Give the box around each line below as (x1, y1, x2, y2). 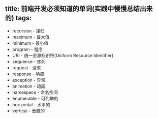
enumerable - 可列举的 (12, 95, 59, 101)
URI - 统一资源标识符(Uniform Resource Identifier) (12, 52, 114, 58)
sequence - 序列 (12, 59, 46, 64)
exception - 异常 (12, 77, 46, 83)
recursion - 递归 (12, 28, 45, 33)
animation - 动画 (12, 83, 46, 89)
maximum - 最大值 (12, 34, 50, 40)
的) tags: (5, 14, 32, 22)
